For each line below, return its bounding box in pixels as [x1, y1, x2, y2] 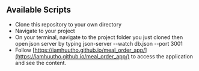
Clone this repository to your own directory [14, 20, 122, 28]
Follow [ [14, 46, 35, 54]
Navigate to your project [14, 27, 75, 34]
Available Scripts [6, 5, 71, 15]
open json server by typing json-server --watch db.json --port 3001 [14, 40, 183, 47]
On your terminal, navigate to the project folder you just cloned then [14, 33, 183, 41]
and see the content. [14, 59, 67, 66]
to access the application [130, 52, 194, 60]
